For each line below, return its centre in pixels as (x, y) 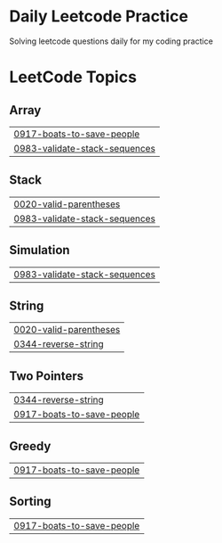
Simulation (40, 250)
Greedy (30, 446)
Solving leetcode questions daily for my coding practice (111, 41)
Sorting (30, 502)
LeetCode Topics (73, 77)
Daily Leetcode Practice (99, 16)
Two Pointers (47, 376)
